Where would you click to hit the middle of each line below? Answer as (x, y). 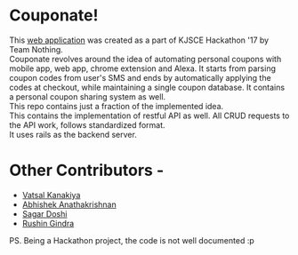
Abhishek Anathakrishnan (69, 204)
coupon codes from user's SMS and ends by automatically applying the (140, 77)
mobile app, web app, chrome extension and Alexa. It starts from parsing (142, 68)
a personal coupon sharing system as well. (88, 96)
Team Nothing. (36, 49)
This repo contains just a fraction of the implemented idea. (117, 106)
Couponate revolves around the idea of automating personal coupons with (145, 59)
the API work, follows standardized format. (88, 124)
